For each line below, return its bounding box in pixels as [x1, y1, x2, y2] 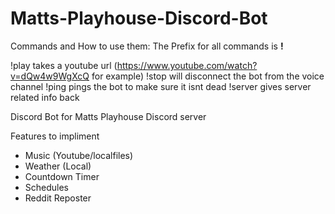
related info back [10, 91, 80, 103]
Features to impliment [10, 130, 100, 142]
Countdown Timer [24, 170, 100, 182]
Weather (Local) [24, 160, 92, 172]
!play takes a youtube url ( [10, 59, 118, 71]
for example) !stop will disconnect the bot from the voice [91, 70, 325, 82]
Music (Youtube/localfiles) [24, 149, 134, 161]
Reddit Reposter [24, 192, 92, 204]
